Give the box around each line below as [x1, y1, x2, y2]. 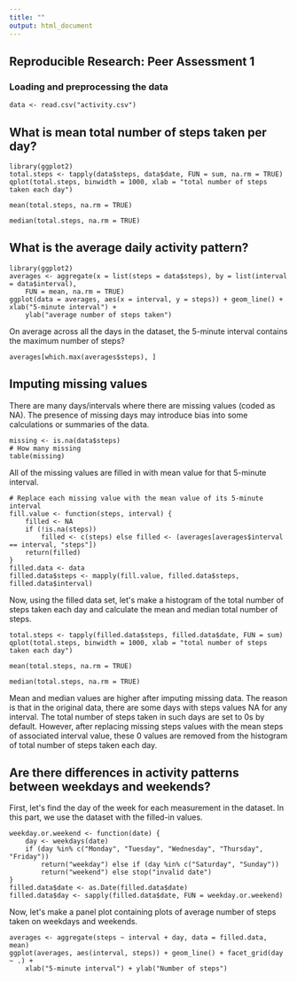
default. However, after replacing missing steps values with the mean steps [9, 721, 284, 731]
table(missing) [9, 451, 66, 461]
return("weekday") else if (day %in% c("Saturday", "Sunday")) [41, 861, 279, 869]
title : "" [9, 12, 46, 22]
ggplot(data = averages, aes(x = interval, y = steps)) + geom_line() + [9, 294, 284, 304]
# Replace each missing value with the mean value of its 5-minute [9, 494, 264, 503]
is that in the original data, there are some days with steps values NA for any [9, 702, 288, 713]
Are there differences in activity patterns [9, 766, 239, 781]
